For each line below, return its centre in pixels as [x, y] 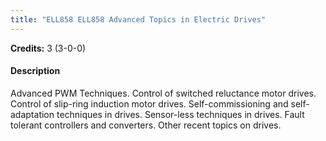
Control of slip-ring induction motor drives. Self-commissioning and [149, 103]
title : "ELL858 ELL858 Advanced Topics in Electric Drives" [138, 19]
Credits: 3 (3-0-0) [48, 48]
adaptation [32, 114]
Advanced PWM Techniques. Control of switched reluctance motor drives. [163, 93]
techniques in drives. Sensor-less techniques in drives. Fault [180, 114]
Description [35, 71]
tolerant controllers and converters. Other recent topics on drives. [146, 125]
